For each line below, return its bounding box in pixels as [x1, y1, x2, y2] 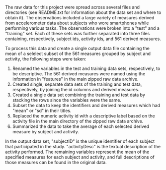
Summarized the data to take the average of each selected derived [12, 123, 150, 129]
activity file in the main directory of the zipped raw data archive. [12, 118, 144, 124]
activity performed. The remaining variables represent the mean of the [5, 149, 150, 155]
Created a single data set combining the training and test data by [12, 92, 146, 98]
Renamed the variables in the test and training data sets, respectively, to [12, 65, 161, 71]
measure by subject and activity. [12, 129, 80, 134]
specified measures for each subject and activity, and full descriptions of [5, 154, 155, 160]
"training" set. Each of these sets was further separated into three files [5, 31, 150, 36]
